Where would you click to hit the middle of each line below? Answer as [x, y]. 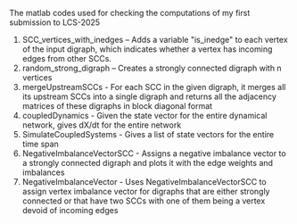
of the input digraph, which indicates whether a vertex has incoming [147, 49]
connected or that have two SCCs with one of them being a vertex [144, 201]
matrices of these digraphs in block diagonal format [117, 106]
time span [41, 144]
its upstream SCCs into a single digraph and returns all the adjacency [149, 96]
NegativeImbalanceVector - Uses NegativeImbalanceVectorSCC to [144, 182]
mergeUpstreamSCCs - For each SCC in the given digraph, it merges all [154, 87]
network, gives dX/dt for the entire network [102, 125]
